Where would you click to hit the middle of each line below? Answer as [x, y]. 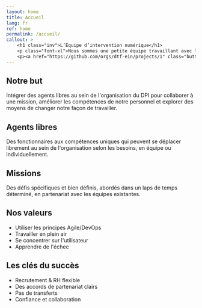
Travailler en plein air [41, 234]
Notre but [25, 81]
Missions [24, 173]
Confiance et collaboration [48, 299]
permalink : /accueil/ [33, 34]
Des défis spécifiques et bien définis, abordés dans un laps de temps [92, 188]
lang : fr [17, 23]
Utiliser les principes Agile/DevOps [58, 227]
